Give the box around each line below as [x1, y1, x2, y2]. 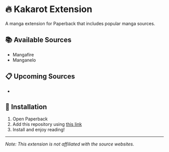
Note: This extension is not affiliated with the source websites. [5, 141, 134, 147]
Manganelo [12, 57, 36, 63]
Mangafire [12, 51, 34, 57]
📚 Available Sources [5, 36, 72, 44]
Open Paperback [12, 116, 48, 122]
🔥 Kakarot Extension [5, 4, 93, 15]
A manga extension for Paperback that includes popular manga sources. [5, 20, 155, 26]
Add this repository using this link [12, 121, 82, 127]
